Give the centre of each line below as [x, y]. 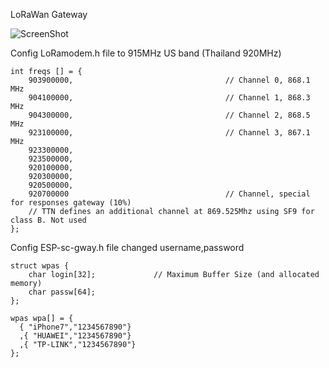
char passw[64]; [62, 292]
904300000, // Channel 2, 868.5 [169, 115]
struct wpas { [40, 266]
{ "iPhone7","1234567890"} [75, 327]
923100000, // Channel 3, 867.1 [169, 133]
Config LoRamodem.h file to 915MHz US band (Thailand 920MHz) [146, 53]
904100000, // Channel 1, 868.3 [169, 98]
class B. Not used [48, 220]
